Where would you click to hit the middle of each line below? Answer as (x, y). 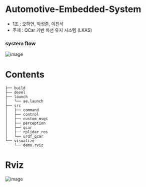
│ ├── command (22, 110)
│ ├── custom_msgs (27, 119)
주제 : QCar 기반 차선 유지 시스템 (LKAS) (52, 30)
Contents (25, 75)
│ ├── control (22, 115)
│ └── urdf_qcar (24, 137)
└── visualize (20, 141)
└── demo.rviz (29, 145)
